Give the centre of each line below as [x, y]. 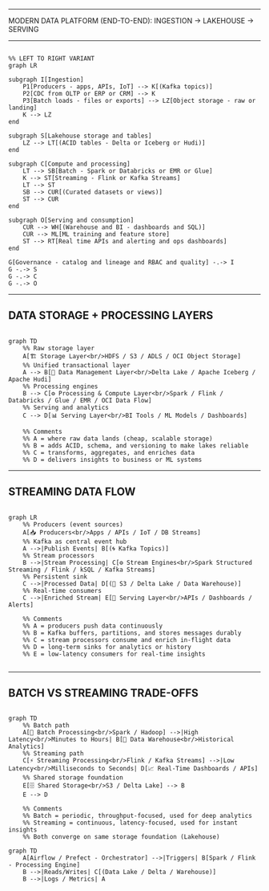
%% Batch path [46, 725]
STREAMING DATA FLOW [72, 492]
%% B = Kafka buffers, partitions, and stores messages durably [132, 633]
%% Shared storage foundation [73, 778]
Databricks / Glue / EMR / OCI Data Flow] [80, 400]
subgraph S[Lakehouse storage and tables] [80, 136]
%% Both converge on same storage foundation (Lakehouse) [121, 837]
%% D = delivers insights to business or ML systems [112, 460]
